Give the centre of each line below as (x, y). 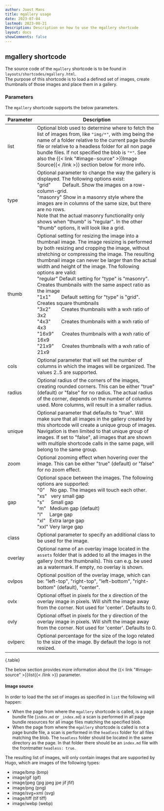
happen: (13, 702)
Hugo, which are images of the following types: (52, 763)
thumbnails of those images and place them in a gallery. (61, 84)
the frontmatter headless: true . (44, 748)
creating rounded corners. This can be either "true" (96, 386)
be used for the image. (63, 541)
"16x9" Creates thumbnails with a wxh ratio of (93, 334)
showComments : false (26, 37)
